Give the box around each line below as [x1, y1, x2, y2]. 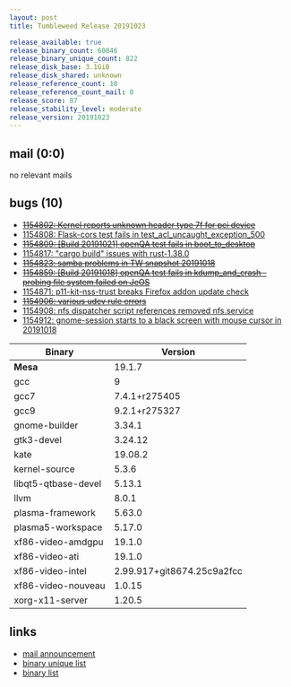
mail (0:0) [9, 145, 65, 161]
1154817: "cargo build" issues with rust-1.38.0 [21, 248, 190, 258]
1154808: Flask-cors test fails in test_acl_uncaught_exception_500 [21, 229, 266, 239]
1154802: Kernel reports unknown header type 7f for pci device [21, 219, 256, 230]
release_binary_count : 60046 [9, 46, 118, 55]
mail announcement [21, 648, 96, 659]
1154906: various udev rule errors [21, 295, 147, 306]
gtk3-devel [13, 433, 63, 446]
